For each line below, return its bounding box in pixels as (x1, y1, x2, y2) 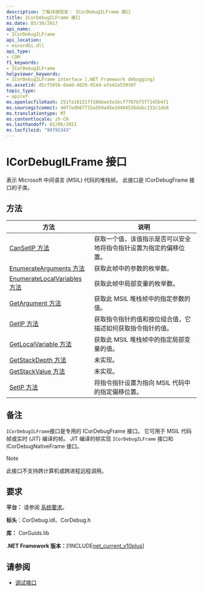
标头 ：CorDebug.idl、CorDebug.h (6, 516, 91, 524)
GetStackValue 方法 (9, 367, 65, 376)
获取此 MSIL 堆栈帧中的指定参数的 (94, 294, 191, 303)
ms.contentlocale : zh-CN (6, 116, 69, 122)
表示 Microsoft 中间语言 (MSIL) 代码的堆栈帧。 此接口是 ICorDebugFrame (6, 176, 188, 184)
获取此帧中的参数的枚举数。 (94, 264, 173, 273)
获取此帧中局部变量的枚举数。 (94, 279, 179, 288)
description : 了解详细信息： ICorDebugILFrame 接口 (6, 8, 131, 15)
